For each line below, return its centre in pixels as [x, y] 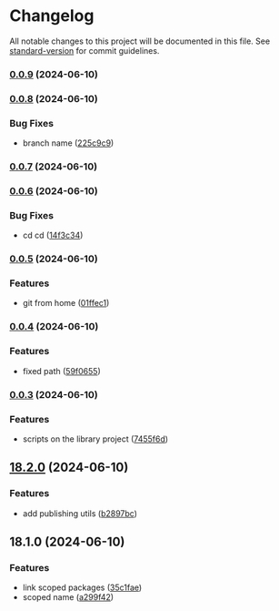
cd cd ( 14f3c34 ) [53, 235]
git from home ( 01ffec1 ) [66, 303]
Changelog [52, 16]
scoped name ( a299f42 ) [68, 597]
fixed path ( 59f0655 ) [62, 371]
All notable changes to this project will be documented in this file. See [140, 41]
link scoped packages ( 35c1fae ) [82, 587]
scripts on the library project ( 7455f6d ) [95, 439]
